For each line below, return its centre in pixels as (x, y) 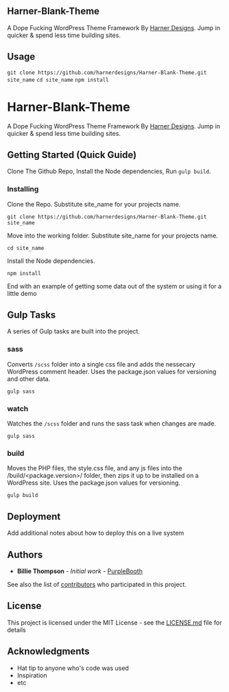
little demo (22, 293)
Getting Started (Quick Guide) (72, 155)
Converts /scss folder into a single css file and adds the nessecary (101, 364)
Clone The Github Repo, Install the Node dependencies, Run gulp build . (109, 172)
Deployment (34, 517)
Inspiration (32, 675)
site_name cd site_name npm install (58, 80)
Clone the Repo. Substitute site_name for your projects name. (94, 204)
